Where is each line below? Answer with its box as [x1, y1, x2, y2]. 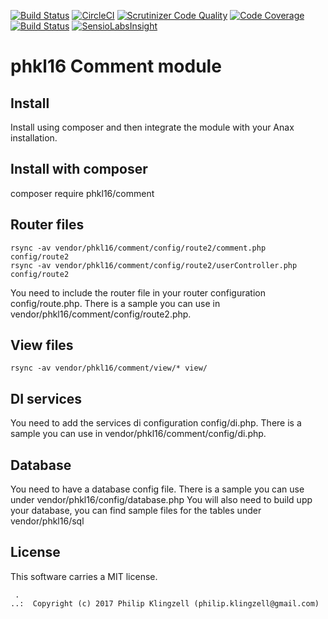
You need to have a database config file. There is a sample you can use [10, 483, 305, 495]
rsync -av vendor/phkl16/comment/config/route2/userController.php [10, 260, 298, 270]
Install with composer [10, 161, 148, 178]
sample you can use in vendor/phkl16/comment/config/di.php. [10, 428, 267, 440]
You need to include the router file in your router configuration [10, 286, 266, 299]
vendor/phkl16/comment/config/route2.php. [10, 308, 192, 320]
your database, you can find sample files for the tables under [10, 505, 262, 517]
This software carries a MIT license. [10, 570, 158, 582]
